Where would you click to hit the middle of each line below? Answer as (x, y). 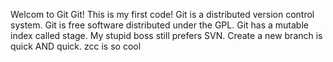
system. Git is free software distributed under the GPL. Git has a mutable (159, 25)
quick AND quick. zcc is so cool (76, 46)
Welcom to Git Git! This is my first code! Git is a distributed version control (162, 14)
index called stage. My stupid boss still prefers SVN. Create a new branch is (166, 35)
